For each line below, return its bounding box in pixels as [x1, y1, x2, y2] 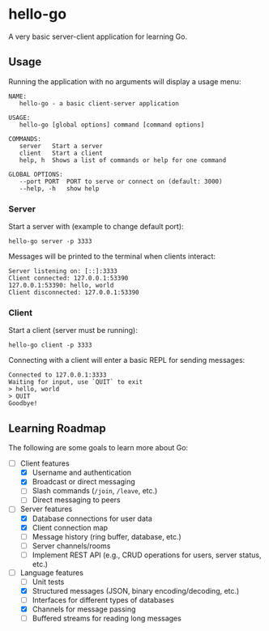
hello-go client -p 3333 [8, 341, 92, 349]
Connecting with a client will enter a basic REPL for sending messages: [8, 356, 246, 365]
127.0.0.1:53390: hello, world [8, 281, 114, 290]
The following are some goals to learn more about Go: [8, 443, 189, 453]
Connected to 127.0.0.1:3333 [8, 371, 107, 379]
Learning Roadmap [8, 421, 107, 435]
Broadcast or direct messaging [32, 477, 135, 487]
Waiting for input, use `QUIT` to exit [8, 378, 143, 386]
